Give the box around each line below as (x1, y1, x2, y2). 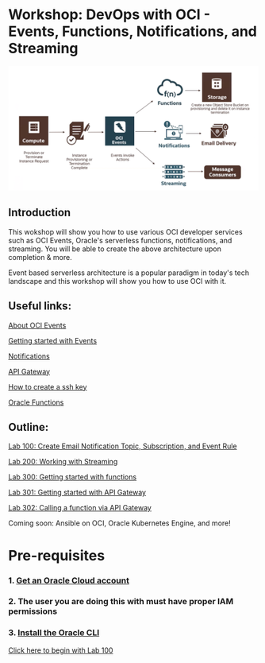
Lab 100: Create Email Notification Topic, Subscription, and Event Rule (8, 441, 237, 451)
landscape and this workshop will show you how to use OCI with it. (8, 276, 227, 285)
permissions (8, 606, 58, 617)
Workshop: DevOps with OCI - (8, 6, 211, 24)
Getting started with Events (8, 335, 98, 345)
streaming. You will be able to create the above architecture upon (8, 244, 222, 254)
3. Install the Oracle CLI (8, 627, 100, 638)
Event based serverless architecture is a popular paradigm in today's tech (8, 268, 250, 277)
